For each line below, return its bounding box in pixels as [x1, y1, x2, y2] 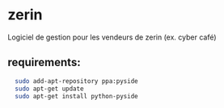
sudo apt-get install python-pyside [15, 92, 138, 100]
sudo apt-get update [15, 85, 84, 93]
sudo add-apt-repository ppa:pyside [15, 77, 138, 85]
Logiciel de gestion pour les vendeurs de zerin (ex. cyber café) [7, 32, 217, 42]
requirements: [7, 56, 82, 69]
